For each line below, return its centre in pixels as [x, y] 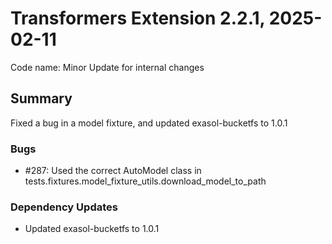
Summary [41, 98]
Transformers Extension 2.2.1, [138, 18]
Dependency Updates [64, 207]
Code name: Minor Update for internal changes [107, 67]
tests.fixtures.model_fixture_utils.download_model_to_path [145, 181]
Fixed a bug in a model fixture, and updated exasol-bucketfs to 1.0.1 [149, 123]
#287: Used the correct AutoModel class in [113, 171]
